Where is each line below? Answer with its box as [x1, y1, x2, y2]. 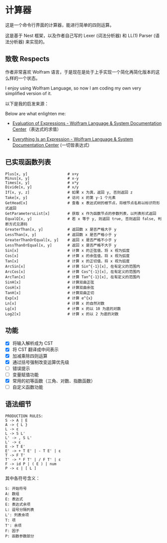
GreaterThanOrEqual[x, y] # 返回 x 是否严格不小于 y [5, 237, 117, 242]
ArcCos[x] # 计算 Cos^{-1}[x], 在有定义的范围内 [5, 269, 140, 274]
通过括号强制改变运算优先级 [12, 359, 70, 365]
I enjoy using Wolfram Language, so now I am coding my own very [5, 85, 142, 91]
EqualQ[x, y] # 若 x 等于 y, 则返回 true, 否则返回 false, [5, 216, 156, 221]
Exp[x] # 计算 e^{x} [5, 296, 93, 301]
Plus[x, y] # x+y [5, 171, 79, 177]
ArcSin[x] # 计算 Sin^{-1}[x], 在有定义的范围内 [5, 264, 140, 269]
